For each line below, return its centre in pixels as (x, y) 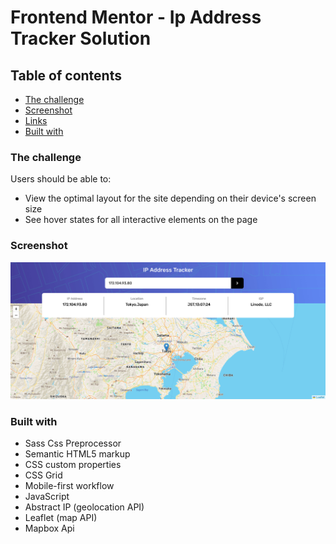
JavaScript (47, 496)
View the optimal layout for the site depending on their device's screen (170, 198)
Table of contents (66, 75)
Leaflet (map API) (61, 517)
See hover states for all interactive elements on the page (141, 220)
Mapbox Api (49, 528)
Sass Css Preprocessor (73, 443)
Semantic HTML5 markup (77, 453)
